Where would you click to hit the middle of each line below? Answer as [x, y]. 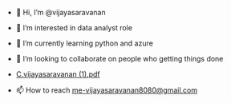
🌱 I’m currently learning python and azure [85, 43]
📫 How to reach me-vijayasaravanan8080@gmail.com [107, 90]
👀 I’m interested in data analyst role [74, 28]
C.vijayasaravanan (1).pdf [58, 74]
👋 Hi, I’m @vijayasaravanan [61, 12]
